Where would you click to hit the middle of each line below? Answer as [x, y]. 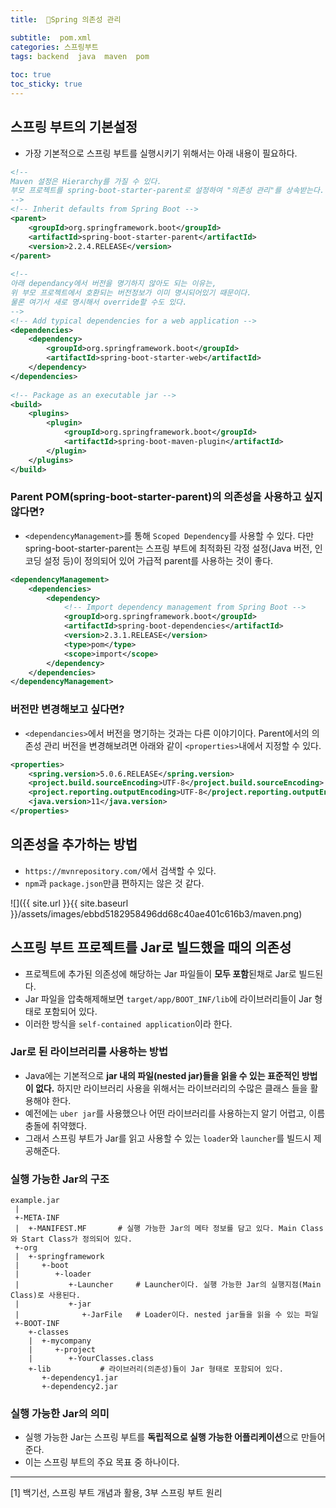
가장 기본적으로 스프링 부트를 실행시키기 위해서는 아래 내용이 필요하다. [161, 153]
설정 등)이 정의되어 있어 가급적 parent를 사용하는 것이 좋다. [158, 560]
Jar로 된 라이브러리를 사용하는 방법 [89, 1052]
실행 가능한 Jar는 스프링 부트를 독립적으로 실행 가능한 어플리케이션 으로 [161, 1437]
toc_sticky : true [46, 84]
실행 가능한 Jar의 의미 [60, 1414]
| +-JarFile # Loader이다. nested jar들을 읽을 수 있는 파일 [166, 1315]
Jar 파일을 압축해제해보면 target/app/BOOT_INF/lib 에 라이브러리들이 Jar [168, 998]
